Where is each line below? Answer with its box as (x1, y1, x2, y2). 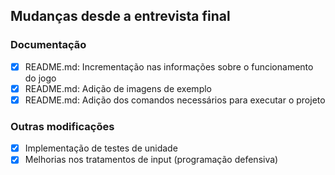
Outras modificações (10, 119, 115, 133)
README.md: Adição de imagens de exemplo (24, 82, 212, 94)
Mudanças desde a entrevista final (10, 8, 231, 25)
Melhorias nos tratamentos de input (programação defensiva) (24, 154, 279, 166)
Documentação (10, 38, 87, 52)
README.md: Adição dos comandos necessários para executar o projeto (24, 94, 326, 106)
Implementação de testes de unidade (24, 142, 178, 154)
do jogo (24, 72, 57, 84)
